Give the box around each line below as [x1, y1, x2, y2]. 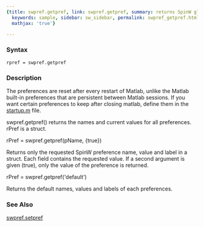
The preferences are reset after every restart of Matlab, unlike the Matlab [6, 87, 189, 94]
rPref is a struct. [6, 125, 47, 132]
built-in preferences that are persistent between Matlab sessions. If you [6, 94, 185, 101]
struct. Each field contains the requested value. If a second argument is [6, 155, 185, 162]
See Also [6, 200, 33, 209]
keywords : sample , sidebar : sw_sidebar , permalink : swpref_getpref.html [12, 15, 200, 21]
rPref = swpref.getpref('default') [6, 173, 87, 180]
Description [6, 74, 42, 82]
